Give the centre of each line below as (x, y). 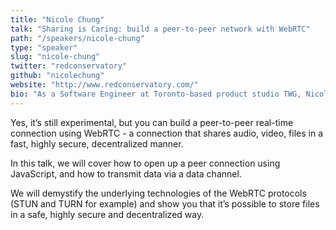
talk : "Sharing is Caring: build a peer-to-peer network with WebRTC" (160, 29)
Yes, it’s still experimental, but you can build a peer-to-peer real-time (152, 122)
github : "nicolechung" (57, 76)
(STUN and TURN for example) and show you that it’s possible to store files (165, 203)
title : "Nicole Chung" (57, 19)
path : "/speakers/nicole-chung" (77, 38)
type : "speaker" (44, 47)
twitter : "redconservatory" (69, 66)
